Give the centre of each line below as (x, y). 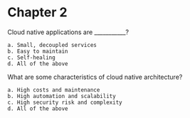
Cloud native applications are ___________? (68, 32)
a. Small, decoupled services (52, 45)
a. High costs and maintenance (54, 90)
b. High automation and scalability (62, 96)
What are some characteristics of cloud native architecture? (95, 77)
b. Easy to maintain (38, 51)
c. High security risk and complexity (65, 102)
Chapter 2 (37, 12)
